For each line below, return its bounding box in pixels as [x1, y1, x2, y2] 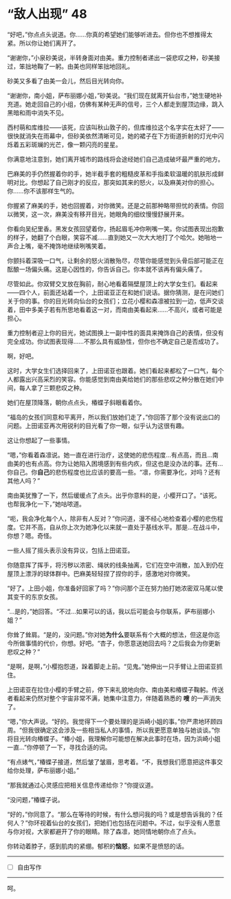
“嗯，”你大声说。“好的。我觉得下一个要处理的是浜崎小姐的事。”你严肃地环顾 [7, 717, 217, 726]
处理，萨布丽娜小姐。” [19, 766, 80, 775]
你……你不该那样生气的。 [7, 186, 78, 195]
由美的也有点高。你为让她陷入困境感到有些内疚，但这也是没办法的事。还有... [7, 459, 223, 468]
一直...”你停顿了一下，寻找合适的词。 [7, 743, 111, 751]
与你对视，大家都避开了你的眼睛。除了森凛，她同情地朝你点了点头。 [7, 827, 200, 836]
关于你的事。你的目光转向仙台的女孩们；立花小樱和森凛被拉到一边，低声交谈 [7, 296, 224, 305]
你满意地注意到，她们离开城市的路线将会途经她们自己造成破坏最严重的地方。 [7, 155, 224, 163]
